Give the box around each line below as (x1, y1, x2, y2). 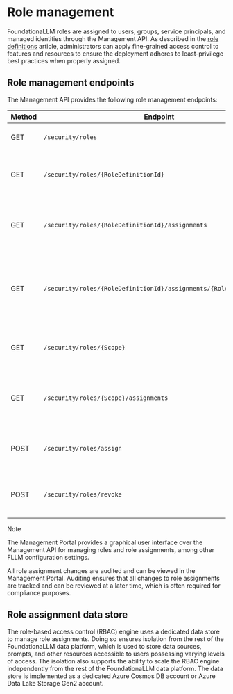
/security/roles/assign (44, 444, 123, 452)
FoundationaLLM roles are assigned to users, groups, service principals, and (7, 27, 226, 35)
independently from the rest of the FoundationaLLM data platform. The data (7, 664, 223, 672)
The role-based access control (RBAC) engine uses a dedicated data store (7, 627, 220, 636)
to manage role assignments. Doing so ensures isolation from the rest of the (7, 634, 224, 643)
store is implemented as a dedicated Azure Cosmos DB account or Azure (7, 672, 216, 680)
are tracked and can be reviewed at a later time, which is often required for (7, 581, 221, 590)
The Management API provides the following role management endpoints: (7, 95, 218, 104)
